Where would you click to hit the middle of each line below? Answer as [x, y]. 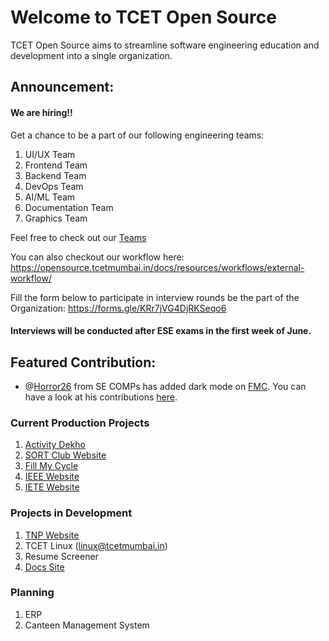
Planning [32, 593]
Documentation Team [69, 207]
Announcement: [62, 87]
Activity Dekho [55, 445]
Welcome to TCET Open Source [143, 17]
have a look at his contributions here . [101, 397]
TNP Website [52, 535]
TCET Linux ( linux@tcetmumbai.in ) [96, 545]
